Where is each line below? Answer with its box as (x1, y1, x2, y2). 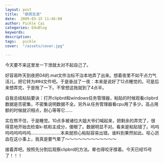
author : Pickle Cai (5, 21, 45, 26)
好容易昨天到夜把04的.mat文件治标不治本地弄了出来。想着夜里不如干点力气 (5, 72, 157, 78)
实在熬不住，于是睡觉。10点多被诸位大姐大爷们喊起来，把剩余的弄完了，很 (5, 117, 156, 123)
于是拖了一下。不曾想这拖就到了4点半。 (26, 84, 107, 91)
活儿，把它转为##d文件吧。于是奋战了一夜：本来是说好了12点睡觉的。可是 (5, 78, 155, 84)
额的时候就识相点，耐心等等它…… (5, 107, 73, 113)
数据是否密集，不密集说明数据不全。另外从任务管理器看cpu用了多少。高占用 (5, 101, 159, 107)
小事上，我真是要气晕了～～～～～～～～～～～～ (18, 136, 117, 142)
